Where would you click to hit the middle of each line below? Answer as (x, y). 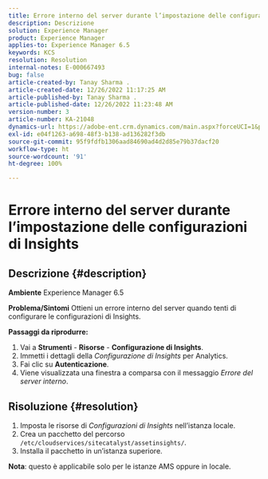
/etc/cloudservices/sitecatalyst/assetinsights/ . (103, 442)
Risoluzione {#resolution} (73, 406)
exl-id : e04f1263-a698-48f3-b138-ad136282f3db (87, 134)
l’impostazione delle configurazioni (128, 227)
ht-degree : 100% (35, 164)
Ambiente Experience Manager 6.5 (66, 293)
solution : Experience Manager (59, 30)
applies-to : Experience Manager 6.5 (69, 45)
